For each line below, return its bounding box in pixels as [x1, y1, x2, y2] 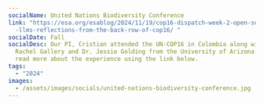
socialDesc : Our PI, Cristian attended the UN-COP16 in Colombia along [8, 41, 247, 48]
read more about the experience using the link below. [15, 56, 199, 63]
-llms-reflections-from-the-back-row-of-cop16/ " [15, 26, 181, 34]
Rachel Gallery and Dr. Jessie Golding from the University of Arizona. [15, 48, 258, 56]
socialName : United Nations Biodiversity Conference [8, 11, 185, 20]
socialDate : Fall [8, 33, 65, 41]
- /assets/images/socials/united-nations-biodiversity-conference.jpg [15, 84, 251, 92]
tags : [8, 63, 26, 70]
